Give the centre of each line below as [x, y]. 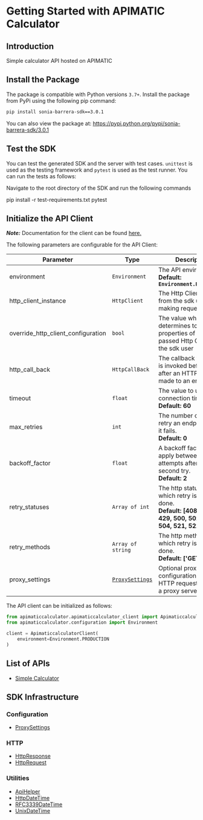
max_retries [26, 427]
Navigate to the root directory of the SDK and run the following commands [99, 188]
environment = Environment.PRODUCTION [63, 639]
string [121, 550]
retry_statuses [29, 507]
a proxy [169, 591]
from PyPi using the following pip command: [61, 100]
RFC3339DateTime [39, 804]
